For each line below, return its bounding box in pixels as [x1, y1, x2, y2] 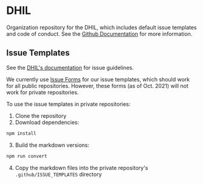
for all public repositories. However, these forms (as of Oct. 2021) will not [6, 82, 189, 89]
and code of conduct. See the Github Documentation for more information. [6, 30, 193, 37]
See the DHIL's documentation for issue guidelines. [6, 64, 135, 71]
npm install [6, 130, 36, 137]
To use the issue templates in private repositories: [6, 100, 131, 107]
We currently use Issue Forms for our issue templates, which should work [6, 75, 190, 83]
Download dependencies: [15, 118, 79, 126]
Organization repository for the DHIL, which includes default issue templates [6, 24, 197, 31]
